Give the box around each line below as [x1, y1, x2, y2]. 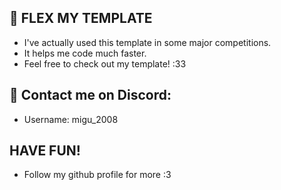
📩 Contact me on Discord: [9, 87, 172, 104]
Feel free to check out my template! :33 [23, 57, 187, 70]
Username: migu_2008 [23, 113, 119, 125]
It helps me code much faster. [23, 47, 147, 59]
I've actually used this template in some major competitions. [23, 36, 272, 48]
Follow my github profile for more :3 [23, 169, 172, 181]
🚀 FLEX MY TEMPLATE [9, 10, 153, 27]
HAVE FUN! [9, 142, 81, 160]
